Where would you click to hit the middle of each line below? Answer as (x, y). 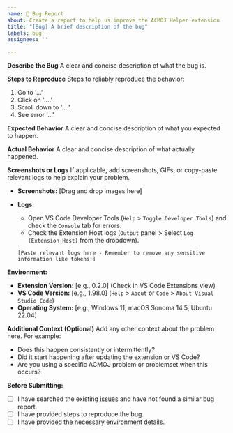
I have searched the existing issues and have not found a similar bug (116, 399)
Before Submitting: (35, 386)
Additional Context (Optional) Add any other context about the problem (111, 329)
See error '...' (36, 115)
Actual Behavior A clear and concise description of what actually (101, 149)
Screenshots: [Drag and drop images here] (80, 191)
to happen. (23, 136)
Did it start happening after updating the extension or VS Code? (108, 357)
